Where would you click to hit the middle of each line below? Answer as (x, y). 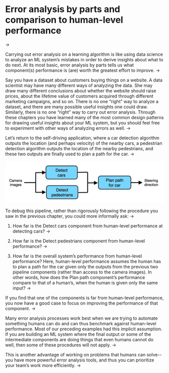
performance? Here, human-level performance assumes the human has (87, 261)
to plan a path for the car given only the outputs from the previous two (85, 266)
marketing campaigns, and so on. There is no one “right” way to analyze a (82, 101)
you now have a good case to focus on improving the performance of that (82, 303)
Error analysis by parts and (63, 9)
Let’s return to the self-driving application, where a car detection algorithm (82, 138)
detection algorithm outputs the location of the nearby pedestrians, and (79, 148)
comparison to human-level (64, 20)
